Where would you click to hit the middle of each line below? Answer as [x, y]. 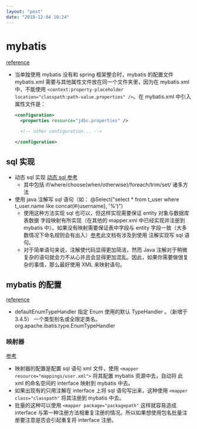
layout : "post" [25, 11]
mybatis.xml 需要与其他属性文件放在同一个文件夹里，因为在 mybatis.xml [102, 82]
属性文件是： [30, 104]
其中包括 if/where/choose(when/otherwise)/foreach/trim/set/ [97, 184]
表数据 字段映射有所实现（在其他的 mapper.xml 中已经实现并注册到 [104, 220]
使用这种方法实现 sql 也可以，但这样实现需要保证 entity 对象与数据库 [106, 213]
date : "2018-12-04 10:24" [38, 17]
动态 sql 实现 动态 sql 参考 [46, 177]
